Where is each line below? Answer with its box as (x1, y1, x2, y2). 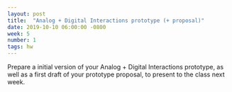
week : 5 (7, 30, 31, 38)
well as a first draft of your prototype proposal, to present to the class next (7, 70, 225, 79)
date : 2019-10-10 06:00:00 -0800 (7, 23, 106, 30)
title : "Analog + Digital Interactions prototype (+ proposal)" (7, 17, 204, 24)
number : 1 (7, 37, 37, 44)
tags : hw (7, 43, 33, 50)
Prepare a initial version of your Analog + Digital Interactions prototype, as (7, 63, 224, 71)
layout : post (7, 10, 46, 18)
